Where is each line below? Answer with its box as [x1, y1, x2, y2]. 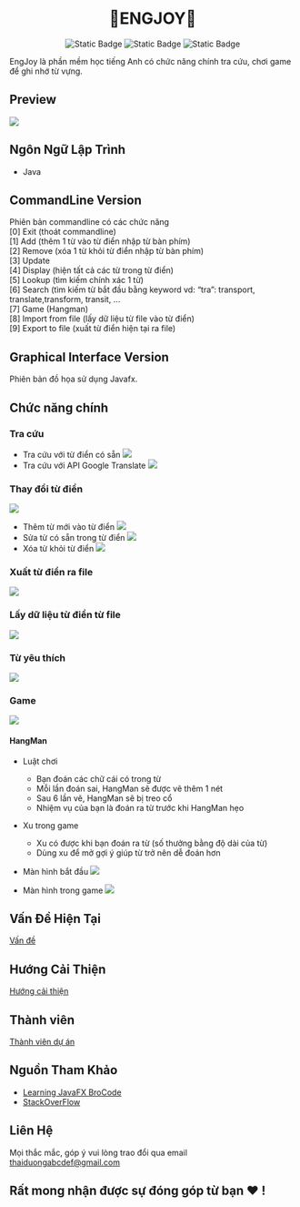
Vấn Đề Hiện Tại [9, 910, 102, 927]
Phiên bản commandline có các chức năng [9, 217, 170, 228]
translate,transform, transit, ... [9, 294, 121, 305]
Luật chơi [22, 756, 58, 766]
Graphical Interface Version [9, 350, 170, 365]
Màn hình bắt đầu [22, 866, 89, 877]
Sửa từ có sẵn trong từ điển [22, 532, 125, 543]
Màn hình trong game [22, 885, 104, 896]
